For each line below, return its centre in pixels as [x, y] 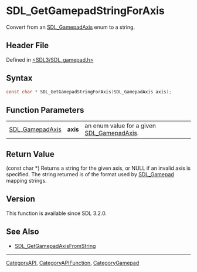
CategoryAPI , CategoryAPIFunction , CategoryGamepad [73, 263]
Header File [28, 46]
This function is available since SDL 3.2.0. [57, 213]
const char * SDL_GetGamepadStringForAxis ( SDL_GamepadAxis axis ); [89, 92]
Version [21, 199]
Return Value [30, 154]
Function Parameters [45, 110]
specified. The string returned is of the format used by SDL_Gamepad [90, 174]
